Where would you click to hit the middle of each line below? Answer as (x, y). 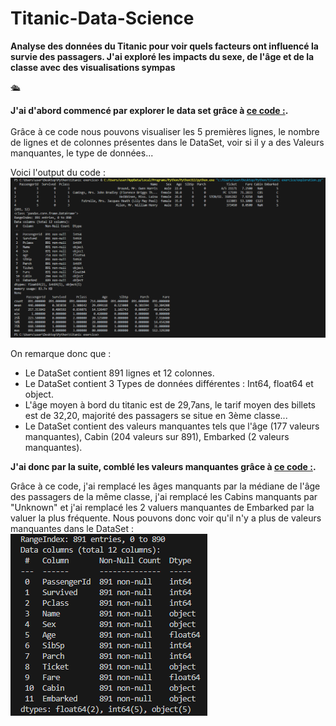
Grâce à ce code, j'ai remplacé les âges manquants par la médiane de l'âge (165, 486)
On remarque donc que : (61, 354)
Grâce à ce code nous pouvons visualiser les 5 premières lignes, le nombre (165, 131)
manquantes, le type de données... (82, 153)
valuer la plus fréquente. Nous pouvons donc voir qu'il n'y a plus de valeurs (166, 518)
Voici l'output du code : (58, 172)
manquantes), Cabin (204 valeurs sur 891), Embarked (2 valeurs (157, 437)
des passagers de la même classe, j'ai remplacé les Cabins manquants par (164, 497)
